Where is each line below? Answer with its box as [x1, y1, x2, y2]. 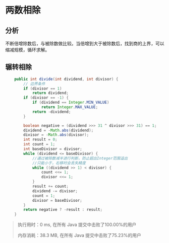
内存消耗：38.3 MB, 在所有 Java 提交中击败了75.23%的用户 [17, 232, 141, 238]
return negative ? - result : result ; [23, 207, 102, 212]
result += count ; [32, 184, 69, 189]
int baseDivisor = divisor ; [23, 146, 82, 151]
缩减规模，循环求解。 [5, 47, 49, 53]
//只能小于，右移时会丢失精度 [32, 160, 86, 166]
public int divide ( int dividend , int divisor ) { [14, 76, 119, 82]
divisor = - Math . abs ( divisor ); [23, 132, 89, 137]
